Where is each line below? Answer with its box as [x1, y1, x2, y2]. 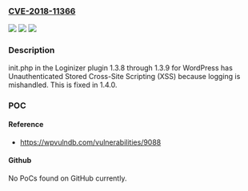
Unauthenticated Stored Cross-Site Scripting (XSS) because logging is [8, 71, 241, 81]
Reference [8, 120, 44, 129]
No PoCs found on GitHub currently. [8, 173, 127, 183]
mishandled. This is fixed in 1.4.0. [8, 80, 118, 90]
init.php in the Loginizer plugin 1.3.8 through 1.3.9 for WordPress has [8, 62, 234, 73]
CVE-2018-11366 [8, 6, 76, 17]
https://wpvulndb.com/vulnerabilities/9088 [19, 137, 162, 147]
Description [8, 45, 55, 56]
